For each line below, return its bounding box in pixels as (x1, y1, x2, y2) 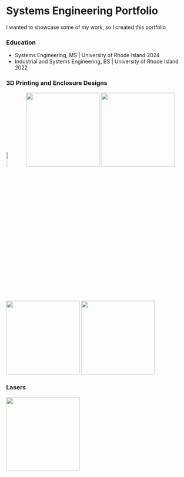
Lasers (6, 383, 26, 392)
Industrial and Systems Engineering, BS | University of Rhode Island (14, 58, 179, 65)
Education (6, 38, 36, 47)
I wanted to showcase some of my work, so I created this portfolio (6, 24, 166, 31)
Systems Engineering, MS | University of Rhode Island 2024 (14, 52, 160, 59)
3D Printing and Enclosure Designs (6, 79, 108, 87)
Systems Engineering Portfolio (6, 4, 159, 18)
